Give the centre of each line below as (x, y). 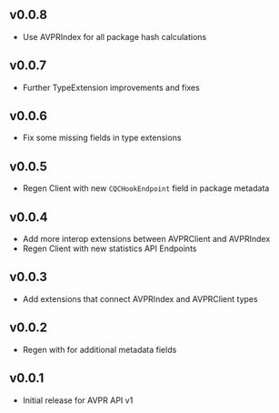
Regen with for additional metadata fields (100, 349)
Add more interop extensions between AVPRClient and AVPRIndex (146, 239)
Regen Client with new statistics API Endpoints (110, 248)
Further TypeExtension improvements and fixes (111, 87)
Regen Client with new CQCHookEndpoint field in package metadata (146, 188)
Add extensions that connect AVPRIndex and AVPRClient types (140, 298)
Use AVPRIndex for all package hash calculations (115, 36)
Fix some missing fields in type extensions (102, 138)
